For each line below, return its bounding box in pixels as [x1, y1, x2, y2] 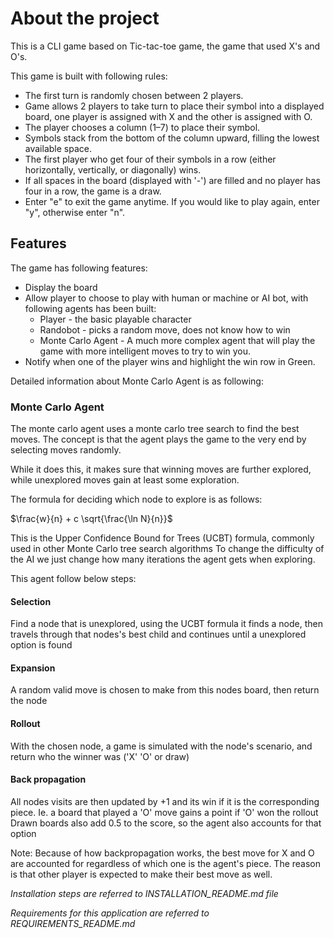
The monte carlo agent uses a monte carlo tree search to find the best [10, 423, 300, 435]
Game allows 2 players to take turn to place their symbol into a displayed [24, 100, 325, 112]
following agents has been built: [24, 302, 157, 314]
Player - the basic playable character [39, 313, 192, 325]
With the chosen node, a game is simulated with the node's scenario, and [10, 740, 313, 752]
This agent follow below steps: [10, 573, 137, 585]
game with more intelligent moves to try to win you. [39, 345, 252, 357]
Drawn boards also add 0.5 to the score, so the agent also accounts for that [10, 817, 322, 829]
